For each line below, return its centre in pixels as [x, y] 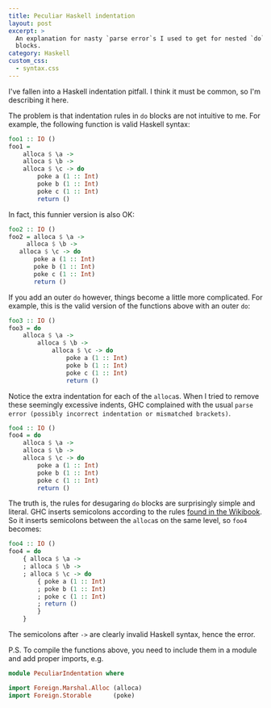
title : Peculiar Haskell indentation [72, 16]
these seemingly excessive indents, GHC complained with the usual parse [131, 404]
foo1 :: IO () [32, 139]
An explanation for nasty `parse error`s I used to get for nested [131, 38]
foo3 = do [25, 328]
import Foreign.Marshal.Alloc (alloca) [75, 688]
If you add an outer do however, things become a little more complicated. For [135, 297]
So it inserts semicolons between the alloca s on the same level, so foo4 [128, 521]
